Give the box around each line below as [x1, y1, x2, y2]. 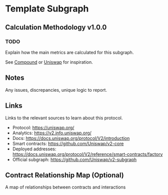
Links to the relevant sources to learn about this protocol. [5, 115, 123, 121]
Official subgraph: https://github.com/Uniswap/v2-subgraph [12, 156, 137, 162]
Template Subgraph [5, 3, 89, 15]
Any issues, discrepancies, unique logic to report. [5, 87, 107, 93]
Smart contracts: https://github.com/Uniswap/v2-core [12, 140, 124, 146]
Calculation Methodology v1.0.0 [5, 23, 107, 32]
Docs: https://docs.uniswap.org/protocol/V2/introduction [12, 135, 130, 141]
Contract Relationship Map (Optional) [5, 171, 124, 179]
